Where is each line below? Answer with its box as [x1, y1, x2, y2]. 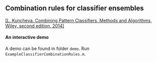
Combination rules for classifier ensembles [5, 4, 144, 13]
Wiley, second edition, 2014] [5, 23, 65, 29]
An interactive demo [5, 34, 49, 40]
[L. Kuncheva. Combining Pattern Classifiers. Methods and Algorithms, [5, 17, 152, 23]
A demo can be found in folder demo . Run [5, 45, 90, 52]
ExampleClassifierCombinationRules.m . [5, 51, 86, 57]
